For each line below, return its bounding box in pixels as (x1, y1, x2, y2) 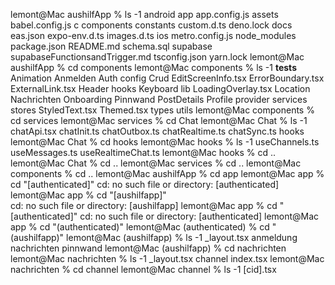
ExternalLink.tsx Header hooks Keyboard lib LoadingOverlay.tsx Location (10, 83, 311, 94)
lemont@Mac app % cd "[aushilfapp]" (10, 189, 167, 201)
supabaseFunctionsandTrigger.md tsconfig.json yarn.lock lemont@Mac (10, 51, 305, 63)
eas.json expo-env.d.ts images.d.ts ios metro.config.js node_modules (10, 30, 297, 41)
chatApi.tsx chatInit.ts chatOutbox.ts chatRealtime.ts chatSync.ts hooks (10, 125, 305, 137)
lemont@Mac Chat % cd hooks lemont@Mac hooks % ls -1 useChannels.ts (10, 136, 320, 148)
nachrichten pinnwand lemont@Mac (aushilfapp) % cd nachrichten (10, 242, 287, 254)
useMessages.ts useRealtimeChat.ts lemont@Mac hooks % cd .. (10, 147, 277, 158)
